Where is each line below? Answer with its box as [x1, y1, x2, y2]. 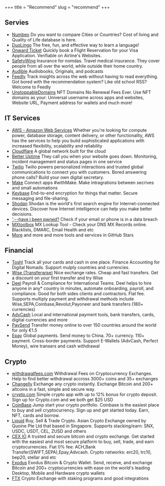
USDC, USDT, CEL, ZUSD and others [11, 428, 87, 434]
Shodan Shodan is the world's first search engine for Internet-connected [11, 200, 160, 206]
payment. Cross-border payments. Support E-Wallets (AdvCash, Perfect [11, 338, 159, 344]
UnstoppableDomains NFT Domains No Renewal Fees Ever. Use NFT [11, 89, 151, 95]
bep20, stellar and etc [11, 454, 57, 460]
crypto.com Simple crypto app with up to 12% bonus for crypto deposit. [11, 392, 158, 398]
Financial [4, 246, 33, 255]
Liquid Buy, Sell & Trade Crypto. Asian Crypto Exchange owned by [11, 418, 146, 424]
